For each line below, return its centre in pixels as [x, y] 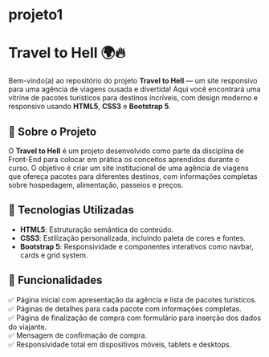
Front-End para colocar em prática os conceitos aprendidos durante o [124, 159]
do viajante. [28, 327]
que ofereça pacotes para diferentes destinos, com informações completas [133, 176]
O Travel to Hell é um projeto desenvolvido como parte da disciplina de [126, 151]
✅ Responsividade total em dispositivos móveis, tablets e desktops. [120, 344]
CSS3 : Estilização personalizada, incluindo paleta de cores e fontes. [133, 237]
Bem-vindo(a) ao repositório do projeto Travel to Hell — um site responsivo [133, 81]
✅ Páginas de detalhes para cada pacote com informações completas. [125, 308]
